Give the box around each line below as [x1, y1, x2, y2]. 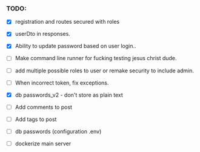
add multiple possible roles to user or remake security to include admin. [15, 67, 195, 74]
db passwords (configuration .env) [15, 128, 102, 135]
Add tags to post [15, 116, 57, 123]
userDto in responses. [15, 30, 71, 38]
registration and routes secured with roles [15, 18, 120, 26]
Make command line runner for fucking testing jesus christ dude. [15, 55, 177, 62]
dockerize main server [15, 140, 72, 147]
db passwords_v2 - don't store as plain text [15, 91, 123, 98]
